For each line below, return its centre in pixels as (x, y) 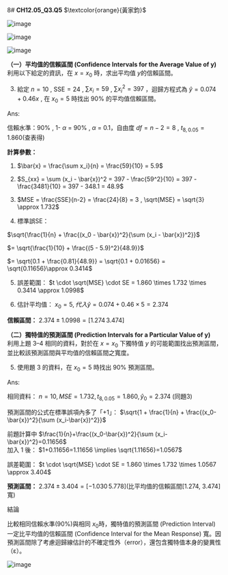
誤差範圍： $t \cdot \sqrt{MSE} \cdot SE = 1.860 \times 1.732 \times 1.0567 (112, 465)
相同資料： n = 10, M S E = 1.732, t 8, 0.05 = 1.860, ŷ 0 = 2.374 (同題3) (100, 397)
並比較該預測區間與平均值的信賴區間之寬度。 (70, 353)
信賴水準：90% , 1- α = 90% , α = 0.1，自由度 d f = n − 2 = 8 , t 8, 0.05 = (106, 129)
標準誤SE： (33, 220)
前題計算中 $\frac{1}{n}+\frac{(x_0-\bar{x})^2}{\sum (80, 434)
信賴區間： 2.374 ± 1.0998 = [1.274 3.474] (66, 320)
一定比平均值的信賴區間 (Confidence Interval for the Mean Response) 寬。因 (114, 533)
